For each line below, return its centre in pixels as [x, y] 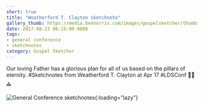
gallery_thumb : [25, 23]
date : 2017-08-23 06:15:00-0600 [47, 29]
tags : [13, 34]
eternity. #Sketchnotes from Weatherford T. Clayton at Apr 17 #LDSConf [97, 75]
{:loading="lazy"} [117, 97]
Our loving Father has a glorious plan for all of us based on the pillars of [96, 68]
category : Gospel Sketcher [40, 51]
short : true [21, 12]
